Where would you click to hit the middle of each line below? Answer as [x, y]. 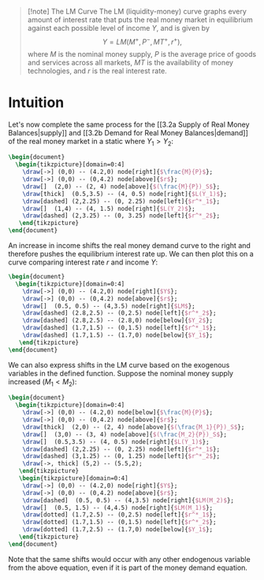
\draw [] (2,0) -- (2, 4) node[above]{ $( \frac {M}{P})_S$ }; [121, 187]
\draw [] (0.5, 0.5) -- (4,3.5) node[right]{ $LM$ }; [109, 306]
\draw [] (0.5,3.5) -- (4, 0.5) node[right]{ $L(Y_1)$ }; [116, 441]
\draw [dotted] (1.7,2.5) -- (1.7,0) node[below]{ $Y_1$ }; [118, 530]
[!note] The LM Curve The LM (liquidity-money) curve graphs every [137, 11]
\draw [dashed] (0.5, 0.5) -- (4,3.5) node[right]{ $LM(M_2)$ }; [128, 500]
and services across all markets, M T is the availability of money [130, 62]
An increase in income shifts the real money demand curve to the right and [129, 246]
